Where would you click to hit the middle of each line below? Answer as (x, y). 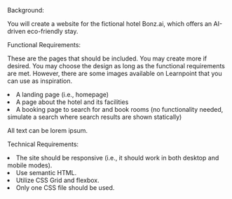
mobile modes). (30, 165)
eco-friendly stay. (53, 31)
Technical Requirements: (43, 144)
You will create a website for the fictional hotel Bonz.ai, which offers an (110, 24)
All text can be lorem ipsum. (48, 130)
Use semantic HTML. (47, 173)
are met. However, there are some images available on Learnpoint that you (115, 73)
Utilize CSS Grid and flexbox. (58, 180)
